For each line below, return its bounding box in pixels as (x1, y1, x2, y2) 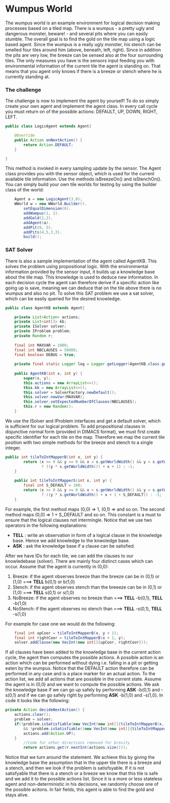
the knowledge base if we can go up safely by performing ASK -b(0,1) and (5, 687, 160, 693)
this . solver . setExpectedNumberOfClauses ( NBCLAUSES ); (23, 399, 137, 404)
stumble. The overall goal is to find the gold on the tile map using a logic (5, 36, 155, 42)
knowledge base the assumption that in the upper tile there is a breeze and (5, 759, 161, 766)
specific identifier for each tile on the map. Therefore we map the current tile (5, 434, 165, 440)
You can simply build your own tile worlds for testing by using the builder (5, 181, 157, 187)
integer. (5, 444, 21, 451)
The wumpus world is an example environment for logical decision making (5, 20, 160, 26)
